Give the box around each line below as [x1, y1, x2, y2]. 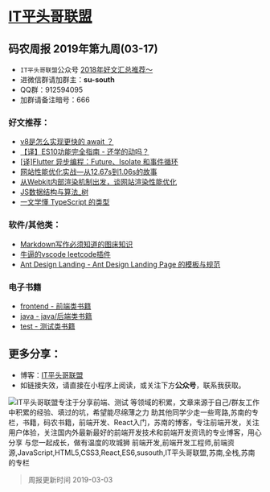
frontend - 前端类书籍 [19, 301, 92, 311]
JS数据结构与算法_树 [19, 187, 89, 197]
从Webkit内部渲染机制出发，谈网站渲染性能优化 [19, 177, 178, 187]
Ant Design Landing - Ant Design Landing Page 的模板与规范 [19, 259, 221, 269]
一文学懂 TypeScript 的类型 [19, 197, 110, 207]
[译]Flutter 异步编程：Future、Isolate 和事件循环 [19, 157, 178, 167]
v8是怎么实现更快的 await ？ [19, 137, 114, 147]
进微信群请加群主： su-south [19, 75, 115, 85]
